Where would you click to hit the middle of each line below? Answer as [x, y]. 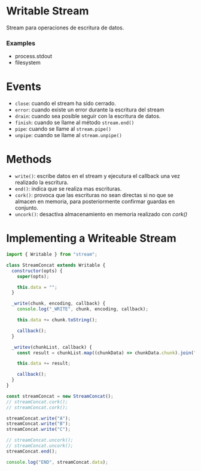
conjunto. [27, 208]
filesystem [28, 63]
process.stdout [33, 56]
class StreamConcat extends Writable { [56, 265]
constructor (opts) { [37, 271]
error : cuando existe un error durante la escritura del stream [89, 110]
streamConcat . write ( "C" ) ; [38, 430]
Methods [29, 159]
